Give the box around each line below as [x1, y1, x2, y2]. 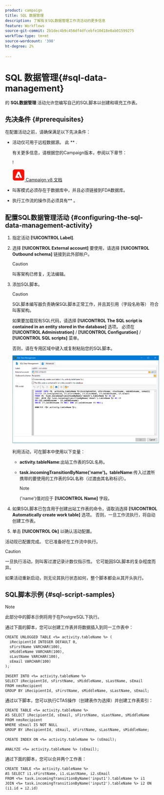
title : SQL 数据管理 [5, 13, 44, 18]
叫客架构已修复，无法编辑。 [12, 271, 68, 277]
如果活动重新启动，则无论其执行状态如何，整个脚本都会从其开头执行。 [5, 575, 146, 580]
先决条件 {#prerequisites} [5, 115, 84, 123]
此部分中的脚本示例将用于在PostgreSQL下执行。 [5, 614, 102, 619]
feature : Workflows [5, 23, 45, 28]
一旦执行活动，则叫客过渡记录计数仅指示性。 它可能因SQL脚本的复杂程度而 [5, 558, 156, 564]
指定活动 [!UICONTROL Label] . [12, 235, 75, 241]
